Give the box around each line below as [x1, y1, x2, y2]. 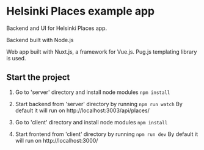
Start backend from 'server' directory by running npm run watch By [15, 100, 183, 107]
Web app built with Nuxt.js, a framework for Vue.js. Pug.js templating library [6, 48, 197, 55]
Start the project [6, 72, 70, 83]
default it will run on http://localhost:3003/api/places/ [15, 107, 150, 114]
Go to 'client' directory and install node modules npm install [15, 118, 168, 126]
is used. [6, 54, 26, 62]
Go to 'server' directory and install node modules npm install [15, 88, 170, 96]
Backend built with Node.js [6, 36, 74, 43]
